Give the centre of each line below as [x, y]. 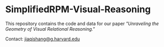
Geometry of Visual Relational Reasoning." [50, 29]
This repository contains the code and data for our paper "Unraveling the [82, 24]
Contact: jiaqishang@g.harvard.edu [43, 39]
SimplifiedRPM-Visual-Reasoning [78, 9]
